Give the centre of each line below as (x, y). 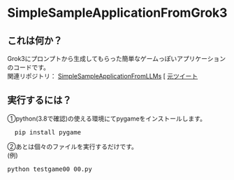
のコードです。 (29, 67)
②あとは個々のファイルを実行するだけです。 (73, 146)
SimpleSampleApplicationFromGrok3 (117, 13)
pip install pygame (48, 132)
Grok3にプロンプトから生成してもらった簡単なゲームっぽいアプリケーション (116, 58)
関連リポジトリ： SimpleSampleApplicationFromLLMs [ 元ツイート (103, 76)
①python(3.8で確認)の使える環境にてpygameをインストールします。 (107, 118)
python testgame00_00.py (50, 169)
